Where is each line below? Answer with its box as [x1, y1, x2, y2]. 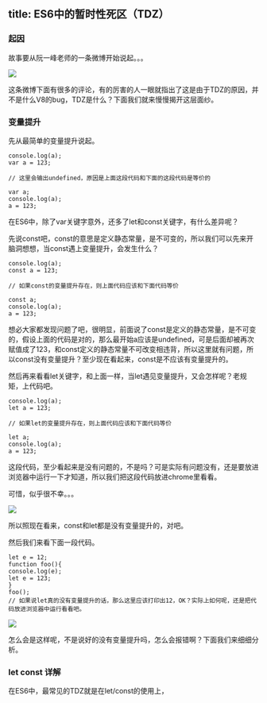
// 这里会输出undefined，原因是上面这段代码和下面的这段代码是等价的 [8, 174, 211, 182]
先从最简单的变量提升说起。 [8, 136, 99, 145]
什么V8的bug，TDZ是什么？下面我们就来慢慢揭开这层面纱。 [21, 95, 219, 104]
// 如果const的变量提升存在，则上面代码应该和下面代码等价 [8, 281, 179, 290]
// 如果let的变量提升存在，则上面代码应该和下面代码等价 [8, 419, 172, 427]
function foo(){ [8, 560, 62, 568]
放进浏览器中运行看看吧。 [14, 605, 86, 613]
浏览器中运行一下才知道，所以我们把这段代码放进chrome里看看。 [8, 472, 222, 481]
